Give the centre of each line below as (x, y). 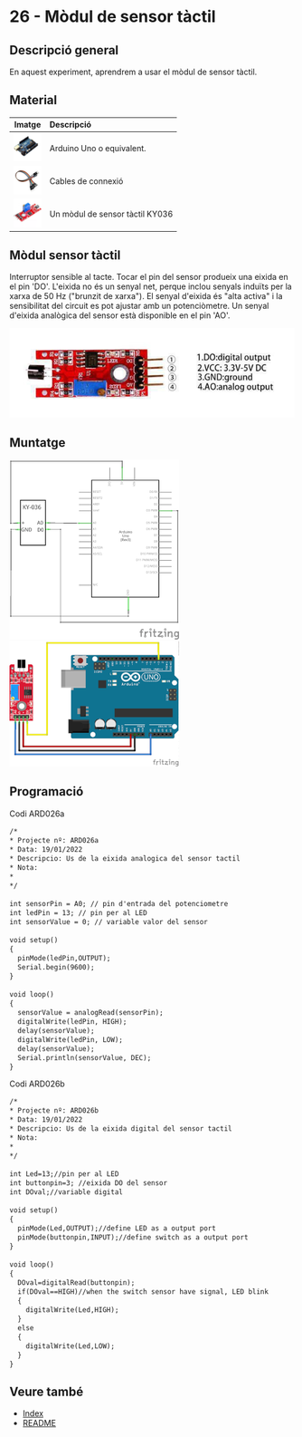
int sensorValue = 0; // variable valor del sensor (109, 921)
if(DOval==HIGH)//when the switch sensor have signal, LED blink (143, 1292)
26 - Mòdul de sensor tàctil (113, 17)
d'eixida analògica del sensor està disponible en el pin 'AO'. (120, 315)
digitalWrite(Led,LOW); (71, 1346)
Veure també (47, 1391)
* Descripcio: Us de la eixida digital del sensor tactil (121, 1128)
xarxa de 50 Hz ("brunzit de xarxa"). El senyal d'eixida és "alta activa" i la (146, 296)
